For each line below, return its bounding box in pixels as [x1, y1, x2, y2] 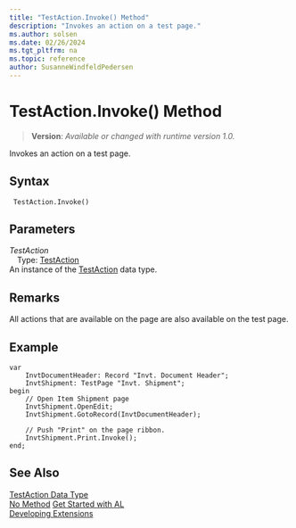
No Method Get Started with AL [9, 499, 125, 509]
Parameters [9, 222, 76, 237]
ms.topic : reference [9, 54, 86, 63]
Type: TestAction [17, 255, 80, 266]
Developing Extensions [9, 507, 94, 518]
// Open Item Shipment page [25, 394, 129, 404]
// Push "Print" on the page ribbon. [25, 425, 166, 435]
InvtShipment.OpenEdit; [25, 402, 114, 411]
